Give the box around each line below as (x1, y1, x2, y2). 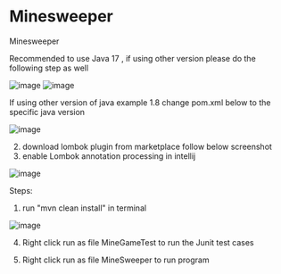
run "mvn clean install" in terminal (21, 203, 147, 213)
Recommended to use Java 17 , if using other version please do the (9, 53, 256, 63)
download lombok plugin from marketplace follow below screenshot (21, 141, 272, 152)
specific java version (9, 106, 86, 117)
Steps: (9, 185, 33, 195)
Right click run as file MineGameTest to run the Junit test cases (21, 237, 254, 247)
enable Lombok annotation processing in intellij (21, 150, 196, 162)
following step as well (9, 62, 89, 73)
